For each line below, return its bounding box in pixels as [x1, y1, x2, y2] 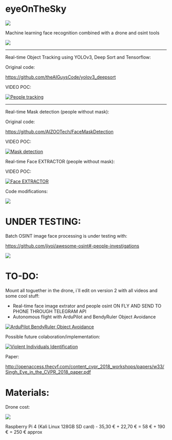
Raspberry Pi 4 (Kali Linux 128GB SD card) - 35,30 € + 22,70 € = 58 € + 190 [5, 423, 165, 429]
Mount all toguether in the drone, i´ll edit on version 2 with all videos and [5, 287, 158, 293]
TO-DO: [5, 271, 39, 282]
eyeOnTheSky [5, 3, 67, 15]
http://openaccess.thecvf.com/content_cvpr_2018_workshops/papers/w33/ [5, 363, 165, 370]
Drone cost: [5, 404, 30, 410]
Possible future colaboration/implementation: [5, 333, 101, 339]
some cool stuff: [5, 293, 40, 299]
